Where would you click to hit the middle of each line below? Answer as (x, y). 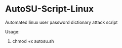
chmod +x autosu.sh (33, 41)
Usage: (12, 32)
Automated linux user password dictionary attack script (61, 22)
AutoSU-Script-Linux (49, 9)
